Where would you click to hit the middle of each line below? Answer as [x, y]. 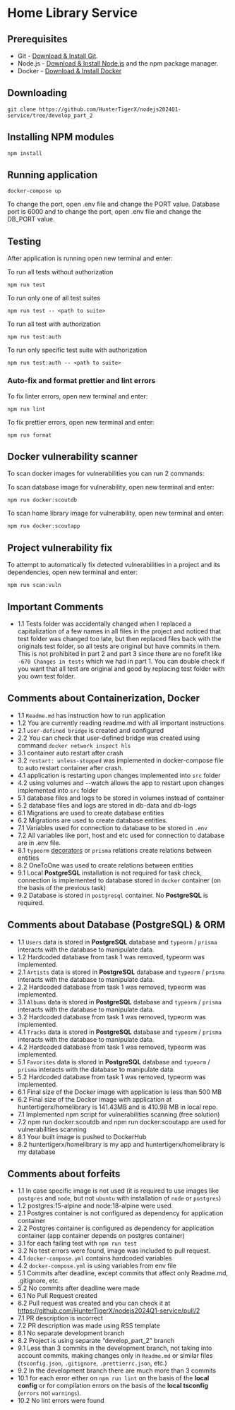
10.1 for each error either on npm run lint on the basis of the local [113, 1378]
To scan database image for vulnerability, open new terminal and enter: [111, 487]
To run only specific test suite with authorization [77, 350]
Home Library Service [73, 13]
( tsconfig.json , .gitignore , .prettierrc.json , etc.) [92, 1363]
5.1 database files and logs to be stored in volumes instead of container [121, 798]
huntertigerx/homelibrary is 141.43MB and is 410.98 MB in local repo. [118, 1107]
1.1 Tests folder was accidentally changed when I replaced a [104, 624]
